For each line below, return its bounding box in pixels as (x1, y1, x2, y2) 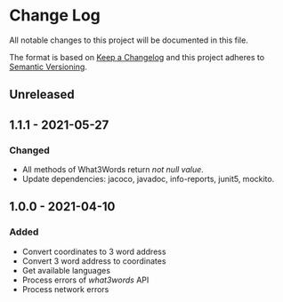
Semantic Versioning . (9, 61, 87, 72)
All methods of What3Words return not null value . (21, 164, 205, 175)
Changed (9, 144, 51, 156)
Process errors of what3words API (21, 274, 150, 285)
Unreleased (9, 87, 76, 102)
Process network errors (21, 283, 109, 294)
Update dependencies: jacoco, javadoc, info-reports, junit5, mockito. (21, 174, 275, 185)
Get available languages (21, 265, 111, 275)
